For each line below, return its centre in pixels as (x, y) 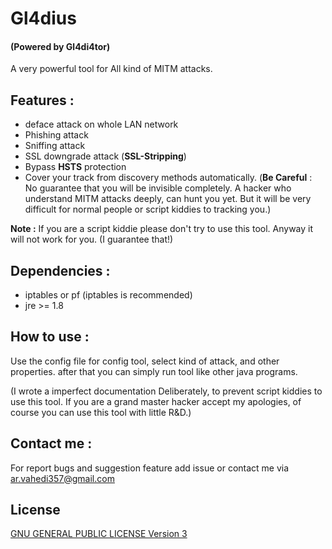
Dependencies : (60, 270)
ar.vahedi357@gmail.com (62, 478)
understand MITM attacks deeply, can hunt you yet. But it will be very (168, 199)
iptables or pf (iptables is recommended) (108, 295)
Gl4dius (43, 18)
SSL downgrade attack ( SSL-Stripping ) (105, 156)
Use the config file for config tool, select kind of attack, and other (145, 361)
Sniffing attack (55, 146)
